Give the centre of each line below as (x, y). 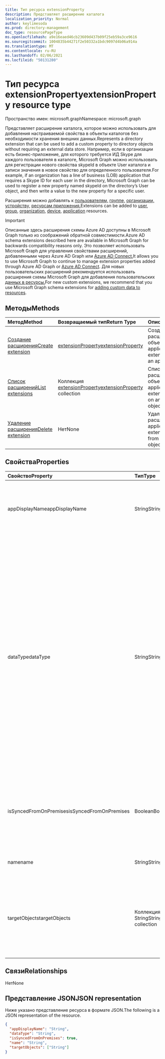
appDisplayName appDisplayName (47, 508)
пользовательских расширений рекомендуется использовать (70, 272)
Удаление (19, 423)
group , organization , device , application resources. (56, 211)
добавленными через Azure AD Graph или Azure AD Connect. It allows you (82, 256)
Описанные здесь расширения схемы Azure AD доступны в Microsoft (78, 230)
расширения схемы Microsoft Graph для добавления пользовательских (80, 277)
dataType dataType (29, 657)
